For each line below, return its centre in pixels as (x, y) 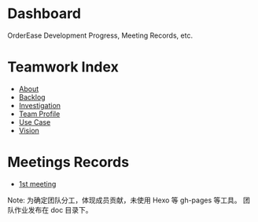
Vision (29, 130)
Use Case (35, 122)
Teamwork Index (63, 67)
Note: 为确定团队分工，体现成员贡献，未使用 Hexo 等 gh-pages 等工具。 (124, 200)
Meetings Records (68, 162)
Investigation (39, 105)
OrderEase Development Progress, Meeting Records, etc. (100, 35)
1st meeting (37, 184)
